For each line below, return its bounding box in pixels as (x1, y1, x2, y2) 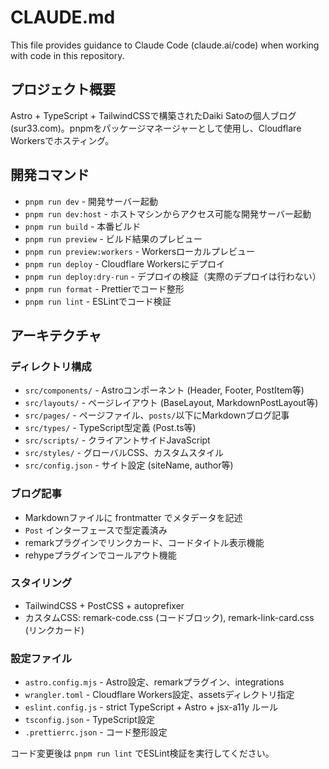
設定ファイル (10, 651, 73, 665)
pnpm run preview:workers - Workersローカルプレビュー (24, 245, 256, 257)
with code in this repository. (10, 49, 125, 61)
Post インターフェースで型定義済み (24, 524, 168, 536)
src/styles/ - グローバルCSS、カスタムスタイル (24, 447, 224, 459)
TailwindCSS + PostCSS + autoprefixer (24, 599, 185, 611)
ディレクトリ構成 (10, 359, 92, 373)
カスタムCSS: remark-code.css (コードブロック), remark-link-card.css (24, 611, 315, 623)
